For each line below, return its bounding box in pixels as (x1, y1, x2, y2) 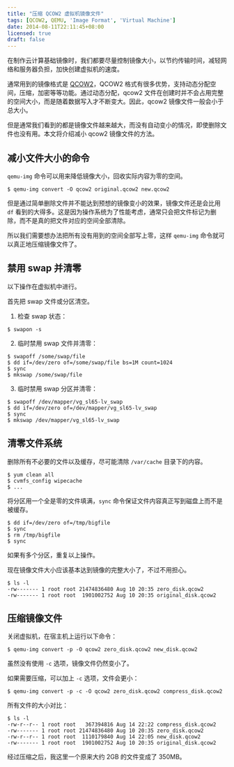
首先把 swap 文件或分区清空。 (7, 297, 94, 305)
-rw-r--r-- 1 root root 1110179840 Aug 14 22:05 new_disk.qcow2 (7, 733, 201, 740)
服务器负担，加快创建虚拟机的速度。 (19, 65, 123, 73)
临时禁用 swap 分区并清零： (17, 384, 97, 393)
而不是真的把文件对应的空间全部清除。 (19, 216, 130, 224)
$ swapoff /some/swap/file (7, 353, 86, 360)
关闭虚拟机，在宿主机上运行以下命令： (7, 632, 117, 641)
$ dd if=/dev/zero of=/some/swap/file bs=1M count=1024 (7, 359, 173, 366)
